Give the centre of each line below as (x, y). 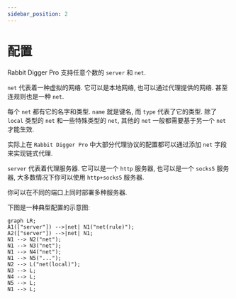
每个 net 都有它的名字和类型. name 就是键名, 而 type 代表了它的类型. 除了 (112, 112)
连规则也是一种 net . (36, 96)
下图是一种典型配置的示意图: (49, 207)
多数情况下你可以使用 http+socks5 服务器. (84, 177)
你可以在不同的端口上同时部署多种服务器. (67, 192)
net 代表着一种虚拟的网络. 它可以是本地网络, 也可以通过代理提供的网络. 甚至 (118, 87)
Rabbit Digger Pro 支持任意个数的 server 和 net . (77, 72)
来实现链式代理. (30, 153)
